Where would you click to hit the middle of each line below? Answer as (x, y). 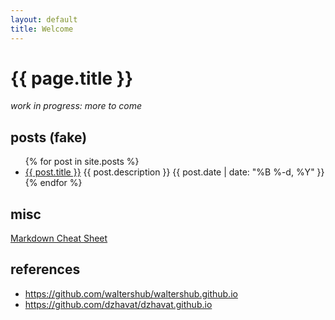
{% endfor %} (53, 183)
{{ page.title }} (72, 78)
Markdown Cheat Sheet (59, 238)
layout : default (44, 19)
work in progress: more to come (76, 106)
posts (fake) (49, 137)
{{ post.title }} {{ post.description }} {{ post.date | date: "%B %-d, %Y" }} (174, 172)
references (45, 269)
